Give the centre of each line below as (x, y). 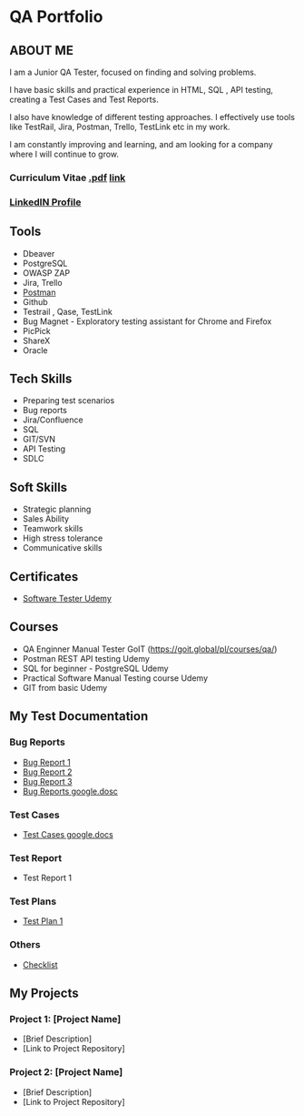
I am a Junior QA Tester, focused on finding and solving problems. (133, 72)
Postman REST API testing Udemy (86, 658)
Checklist (40, 964)
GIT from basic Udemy (65, 687)
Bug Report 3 (47, 781)
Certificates (44, 577)
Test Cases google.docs (68, 834)
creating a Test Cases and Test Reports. (84, 99)
